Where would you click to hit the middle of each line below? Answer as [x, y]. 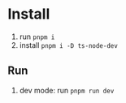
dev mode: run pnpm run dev [67, 90]
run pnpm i [37, 36]
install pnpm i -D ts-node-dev [69, 45]
